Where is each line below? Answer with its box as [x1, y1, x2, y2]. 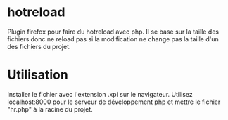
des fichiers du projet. [7, 42, 72, 51]
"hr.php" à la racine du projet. [7, 105, 93, 113]
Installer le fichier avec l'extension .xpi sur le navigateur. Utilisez [7, 90, 194, 98]
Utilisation [7, 67, 68, 83]
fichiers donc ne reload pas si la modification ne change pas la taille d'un [7, 34, 220, 43]
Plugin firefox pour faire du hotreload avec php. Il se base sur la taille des [7, 27, 220, 36]
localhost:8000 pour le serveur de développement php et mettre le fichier [7, 98, 221, 106]
